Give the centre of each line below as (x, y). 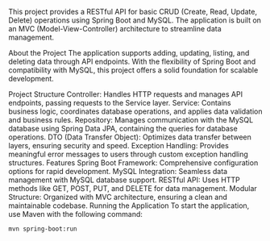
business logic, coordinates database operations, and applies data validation (135, 111)
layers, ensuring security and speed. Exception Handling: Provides (119, 145)
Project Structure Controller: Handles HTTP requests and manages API (126, 94)
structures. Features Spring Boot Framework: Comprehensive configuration (133, 163)
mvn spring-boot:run (43, 229)
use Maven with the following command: (76, 214)
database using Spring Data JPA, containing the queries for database (123, 129)
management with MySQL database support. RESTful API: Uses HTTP (124, 180)
